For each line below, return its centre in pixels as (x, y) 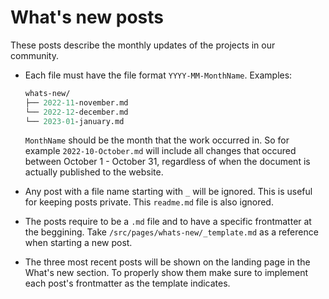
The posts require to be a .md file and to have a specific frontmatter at (168, 222)
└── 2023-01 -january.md (74, 121)
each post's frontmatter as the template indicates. (127, 283)
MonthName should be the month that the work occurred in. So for (157, 140)
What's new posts (87, 17)
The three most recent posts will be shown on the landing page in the (167, 262)
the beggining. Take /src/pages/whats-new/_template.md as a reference (171, 232)
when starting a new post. (78, 243)
